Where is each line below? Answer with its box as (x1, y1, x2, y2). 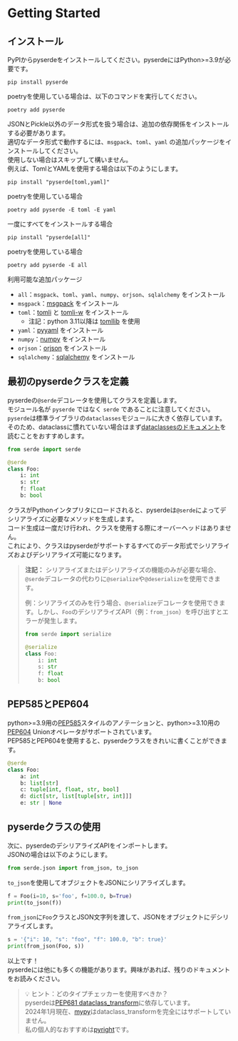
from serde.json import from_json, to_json (7, 864, 139, 872)
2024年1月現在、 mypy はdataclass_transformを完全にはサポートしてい (24, 1007, 232, 1016)
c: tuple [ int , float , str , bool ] (20, 786, 120, 793)
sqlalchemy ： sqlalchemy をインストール (17, 353, 135, 361)
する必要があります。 (7, 129, 70, 137)
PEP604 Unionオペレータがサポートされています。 (7, 727, 155, 736)
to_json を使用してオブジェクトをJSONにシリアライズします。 (7, 878, 190, 887)
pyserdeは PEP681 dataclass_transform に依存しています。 (24, 998, 195, 1007)
